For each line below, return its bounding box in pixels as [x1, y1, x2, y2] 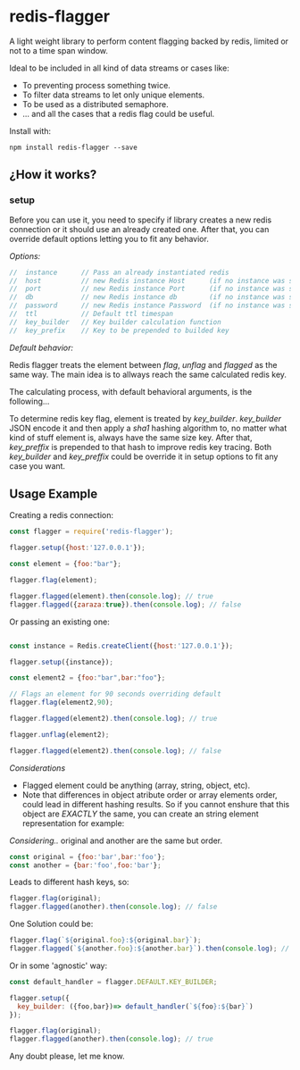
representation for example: [21, 817, 125, 828]
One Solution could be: [9, 918, 94, 930]
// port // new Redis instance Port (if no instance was [9, 284, 286, 294]
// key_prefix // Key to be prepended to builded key [9, 326, 229, 335]
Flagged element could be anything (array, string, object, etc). [21, 780, 251, 790]
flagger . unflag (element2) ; [9, 730, 110, 739]
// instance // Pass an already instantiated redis [9, 268, 229, 277]
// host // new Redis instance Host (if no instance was [9, 276, 286, 285]
